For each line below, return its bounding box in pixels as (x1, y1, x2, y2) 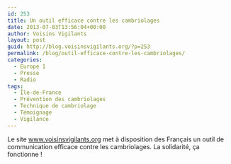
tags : (7, 83, 23, 90)
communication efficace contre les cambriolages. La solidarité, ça (7, 142, 200, 151)
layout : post (7, 37, 46, 44)
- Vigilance (13, 115, 50, 122)
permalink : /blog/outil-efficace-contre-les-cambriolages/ (7, 50, 186, 57)
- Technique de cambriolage (13, 102, 97, 110)
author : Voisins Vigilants (7, 30, 87, 37)
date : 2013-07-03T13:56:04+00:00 (7, 23, 106, 30)
